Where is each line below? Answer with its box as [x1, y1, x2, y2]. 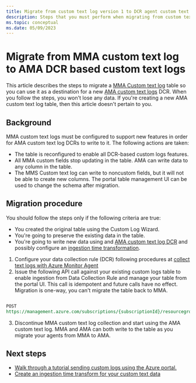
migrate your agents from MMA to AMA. [14, 331, 111, 338]
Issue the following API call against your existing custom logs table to [14, 268, 181, 275]
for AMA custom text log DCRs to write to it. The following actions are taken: [6, 139, 190, 146]
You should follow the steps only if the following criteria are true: [6, 214, 162, 221]
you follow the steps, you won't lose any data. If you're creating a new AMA [6, 94, 188, 101]
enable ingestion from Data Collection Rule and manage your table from [14, 274, 187, 281]
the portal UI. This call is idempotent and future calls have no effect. [14, 281, 178, 288]
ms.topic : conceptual [6, 19, 59, 25]
